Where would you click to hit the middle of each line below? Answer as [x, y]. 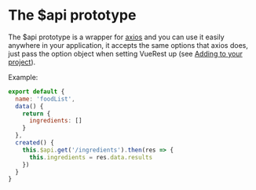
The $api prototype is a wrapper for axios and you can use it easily [117, 37]
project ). [22, 62]
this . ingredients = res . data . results [91, 157]
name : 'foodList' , [46, 99]
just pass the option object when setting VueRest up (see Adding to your [126, 53]
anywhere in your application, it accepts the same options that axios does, [128, 45]
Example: [23, 77]
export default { [37, 91]
